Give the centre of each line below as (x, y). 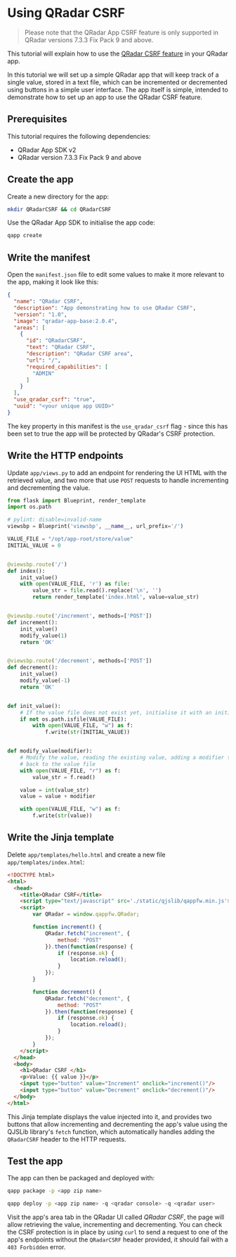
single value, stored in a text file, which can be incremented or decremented (118, 82)
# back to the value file (58, 764)
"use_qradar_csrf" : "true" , (55, 400)
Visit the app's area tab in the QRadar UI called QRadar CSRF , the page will (116, 1217)
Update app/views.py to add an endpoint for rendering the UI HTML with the (117, 472)
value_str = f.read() (64, 777)
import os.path (29, 507)
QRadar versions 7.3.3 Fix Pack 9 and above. (89, 39)
